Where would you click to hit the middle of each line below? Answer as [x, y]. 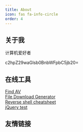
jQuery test [16, 107]
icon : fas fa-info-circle [31, 14]
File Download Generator [30, 97]
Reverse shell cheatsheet [31, 102]
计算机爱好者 [18, 53]
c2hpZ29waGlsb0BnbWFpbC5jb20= [42, 63]
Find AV [13, 91]
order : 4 [14, 19]
